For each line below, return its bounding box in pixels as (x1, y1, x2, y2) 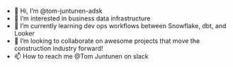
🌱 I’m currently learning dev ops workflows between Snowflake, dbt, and (13, 22, 227, 30)
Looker (13, 29, 35, 37)
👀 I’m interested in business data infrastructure (13, 14, 151, 23)
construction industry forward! (13, 44, 103, 52)
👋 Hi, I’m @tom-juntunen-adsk (13, 7, 103, 15)
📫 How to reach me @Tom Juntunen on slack (13, 52, 149, 60)
